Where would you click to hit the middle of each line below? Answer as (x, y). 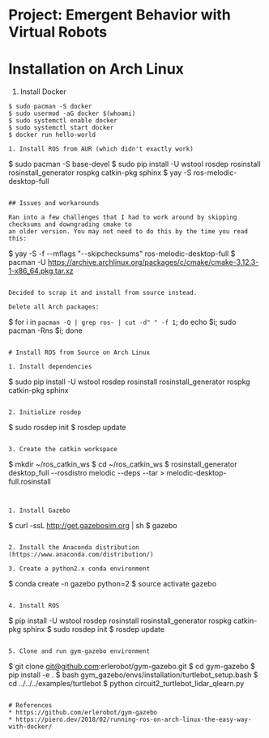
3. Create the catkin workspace (63, 450)
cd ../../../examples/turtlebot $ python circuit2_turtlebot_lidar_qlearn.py (126, 684)
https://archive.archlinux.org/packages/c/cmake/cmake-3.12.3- (153, 262)
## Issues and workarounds (54, 203)
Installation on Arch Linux (96, 69)
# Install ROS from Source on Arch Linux (79, 353)
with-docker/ (30, 727)
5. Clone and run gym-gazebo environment (79, 651)
